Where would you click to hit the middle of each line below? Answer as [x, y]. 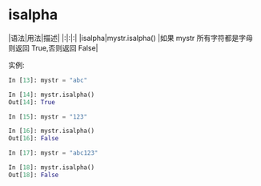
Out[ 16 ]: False [34, 139]
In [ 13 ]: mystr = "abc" [48, 80]
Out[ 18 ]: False [34, 175]
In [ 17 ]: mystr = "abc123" [53, 153]
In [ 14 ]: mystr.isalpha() [51, 95]
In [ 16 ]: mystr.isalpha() [51, 131]
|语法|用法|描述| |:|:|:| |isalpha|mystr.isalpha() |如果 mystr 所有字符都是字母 [131, 38]
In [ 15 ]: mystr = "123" [48, 117]
